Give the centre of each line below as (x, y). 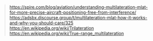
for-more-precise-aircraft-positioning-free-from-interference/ (73, 12)
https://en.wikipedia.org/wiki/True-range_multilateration (67, 33)
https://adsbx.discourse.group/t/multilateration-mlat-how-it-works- (78, 18)
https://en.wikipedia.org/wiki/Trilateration (51, 28)
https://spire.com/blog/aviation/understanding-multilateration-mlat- (78, 7)
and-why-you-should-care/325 (41, 23)
